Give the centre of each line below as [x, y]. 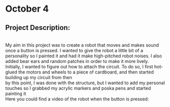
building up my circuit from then [39, 77]
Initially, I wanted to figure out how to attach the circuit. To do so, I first [79, 67]
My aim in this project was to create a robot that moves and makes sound [82, 45]
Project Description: [38, 28]
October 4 [27, 9]
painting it [16, 94]
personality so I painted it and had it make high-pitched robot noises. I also [83, 56]
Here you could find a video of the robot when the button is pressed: [77, 99]
